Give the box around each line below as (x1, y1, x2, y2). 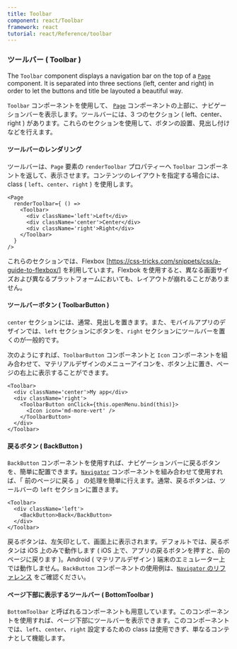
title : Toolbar (7, 10, 52, 18)
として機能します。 (13, 634, 69, 643)
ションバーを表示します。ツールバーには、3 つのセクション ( (7, 110, 184, 118)
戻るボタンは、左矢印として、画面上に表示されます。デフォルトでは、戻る (7, 537, 224, 546)
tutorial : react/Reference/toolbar (7, 30, 112, 38)
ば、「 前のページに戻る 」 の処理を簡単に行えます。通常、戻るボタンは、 (7, 476, 220, 485)
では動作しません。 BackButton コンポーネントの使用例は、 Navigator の (7, 564, 214, 573)
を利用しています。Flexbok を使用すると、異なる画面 (62, 265, 217, 274)
